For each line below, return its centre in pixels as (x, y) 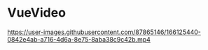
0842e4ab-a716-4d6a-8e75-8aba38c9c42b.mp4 (79, 39)
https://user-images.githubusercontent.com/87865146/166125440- (104, 32)
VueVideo (37, 13)
